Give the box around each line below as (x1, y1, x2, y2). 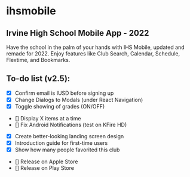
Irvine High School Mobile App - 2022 (6, 28, 149, 38)
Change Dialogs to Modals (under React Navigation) (14, 96, 143, 103)
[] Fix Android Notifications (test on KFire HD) (14, 121, 127, 128)
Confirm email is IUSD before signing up (14, 89, 114, 97)
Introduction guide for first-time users (14, 139, 108, 147)
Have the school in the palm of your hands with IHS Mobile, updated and (6, 44, 185, 51)
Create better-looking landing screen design (14, 133, 124, 139)
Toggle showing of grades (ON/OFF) (14, 103, 105, 110)
